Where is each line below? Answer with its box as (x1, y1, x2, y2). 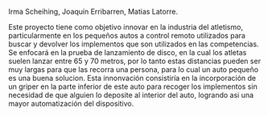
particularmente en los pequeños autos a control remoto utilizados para (8, 31, 245, 40)
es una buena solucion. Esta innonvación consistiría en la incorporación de (8, 74, 257, 82)
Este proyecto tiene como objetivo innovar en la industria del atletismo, (8, 22, 244, 31)
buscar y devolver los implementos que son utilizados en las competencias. (8, 39, 259, 49)
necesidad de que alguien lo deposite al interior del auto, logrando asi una (8, 90, 254, 99)
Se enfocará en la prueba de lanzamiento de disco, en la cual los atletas (8, 48, 247, 57)
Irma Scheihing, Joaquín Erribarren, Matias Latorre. (8, 7, 179, 16)
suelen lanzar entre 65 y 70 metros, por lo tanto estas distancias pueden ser (8, 56, 262, 66)
